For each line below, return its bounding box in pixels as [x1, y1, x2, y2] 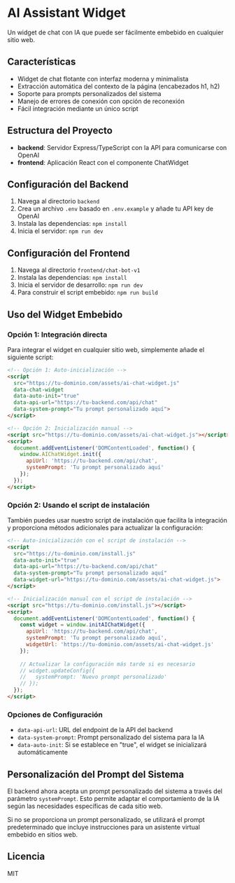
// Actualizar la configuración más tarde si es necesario [20, 661, 196, 668]
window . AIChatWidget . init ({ [20, 451, 101, 458]
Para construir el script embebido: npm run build [17, 288, 159, 297]
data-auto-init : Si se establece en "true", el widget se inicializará [17, 741, 207, 749]
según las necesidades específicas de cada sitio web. [7, 802, 163, 811]
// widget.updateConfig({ [20, 667, 96, 674]
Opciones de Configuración [7, 710, 104, 720]
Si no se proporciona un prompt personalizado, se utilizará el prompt [7, 816, 205, 824]
